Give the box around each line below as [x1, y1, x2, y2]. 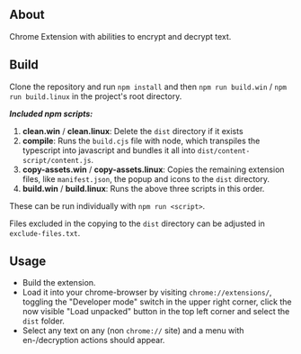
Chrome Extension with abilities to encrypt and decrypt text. [9, 31, 232, 41]
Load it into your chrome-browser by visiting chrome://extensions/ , [22, 287, 272, 298]
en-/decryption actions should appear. [22, 335, 165, 346]
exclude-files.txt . [9, 227, 81, 238]
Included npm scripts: [9, 108, 93, 119]
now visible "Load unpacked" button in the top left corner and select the [22, 306, 290, 317]
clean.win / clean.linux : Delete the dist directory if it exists [22, 125, 244, 136]
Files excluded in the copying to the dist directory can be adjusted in [9, 218, 265, 229]
